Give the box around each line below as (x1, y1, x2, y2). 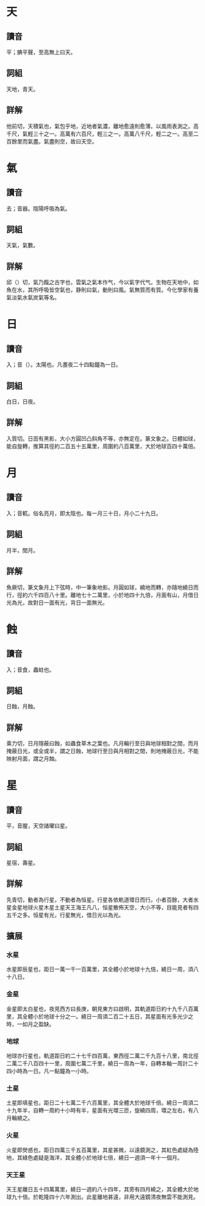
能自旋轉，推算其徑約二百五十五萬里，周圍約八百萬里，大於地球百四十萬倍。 (6, 442, 199, 450)
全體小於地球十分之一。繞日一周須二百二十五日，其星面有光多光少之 (22, 1013, 193, 1020)
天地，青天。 (6, 85, 38, 93)
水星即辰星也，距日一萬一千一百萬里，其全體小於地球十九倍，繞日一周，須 (6, 966, 193, 973)
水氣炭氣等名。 (22, 294, 60, 301)
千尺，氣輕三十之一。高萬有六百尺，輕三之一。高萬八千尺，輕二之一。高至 (6, 130, 193, 137)
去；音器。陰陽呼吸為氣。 (6, 204, 71, 212)
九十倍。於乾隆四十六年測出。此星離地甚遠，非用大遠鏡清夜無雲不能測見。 (11, 1193, 199, 1201)
